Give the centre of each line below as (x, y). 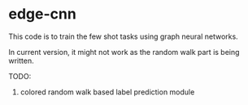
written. (21, 61)
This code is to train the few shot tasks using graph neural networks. (123, 36)
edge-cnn (43, 14)
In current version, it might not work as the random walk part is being (124, 52)
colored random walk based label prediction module (107, 92)
